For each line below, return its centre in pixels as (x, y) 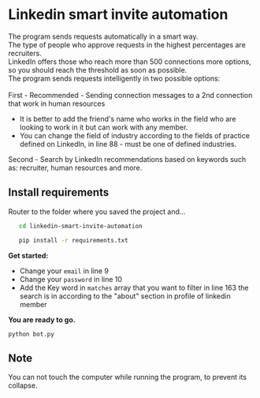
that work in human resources (57, 103)
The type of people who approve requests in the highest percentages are (127, 44)
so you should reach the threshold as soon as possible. (98, 69)
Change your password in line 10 (71, 279)
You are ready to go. (42, 319)
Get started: (28, 255)
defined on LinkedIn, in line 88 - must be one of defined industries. (128, 144)
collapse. (23, 385)
